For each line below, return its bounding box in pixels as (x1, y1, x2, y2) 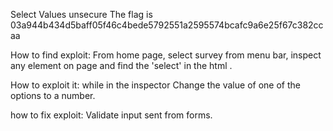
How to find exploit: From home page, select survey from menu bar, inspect (10, 49, 322, 61)
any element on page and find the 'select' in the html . (10, 60, 233, 71)
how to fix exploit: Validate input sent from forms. (10, 109, 213, 121)
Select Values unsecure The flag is (10, 9, 153, 20)
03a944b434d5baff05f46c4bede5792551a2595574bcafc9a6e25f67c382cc (10, 19, 324, 31)
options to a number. (10, 90, 96, 101)
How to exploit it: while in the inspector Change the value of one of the (10, 79, 301, 91)
